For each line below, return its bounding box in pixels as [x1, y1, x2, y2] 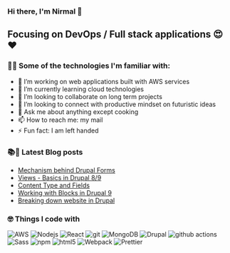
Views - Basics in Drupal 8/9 [17, 173, 102, 182]
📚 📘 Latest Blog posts [7, 147, 83, 157]
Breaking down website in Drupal [17, 196, 115, 205]
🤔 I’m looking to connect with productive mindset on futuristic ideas [17, 100, 216, 108]
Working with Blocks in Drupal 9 [17, 188, 113, 197]
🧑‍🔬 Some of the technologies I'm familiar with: [7, 61, 171, 71]
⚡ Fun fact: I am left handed [17, 126, 99, 135]
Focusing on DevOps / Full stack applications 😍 [7, 29, 223, 41]
